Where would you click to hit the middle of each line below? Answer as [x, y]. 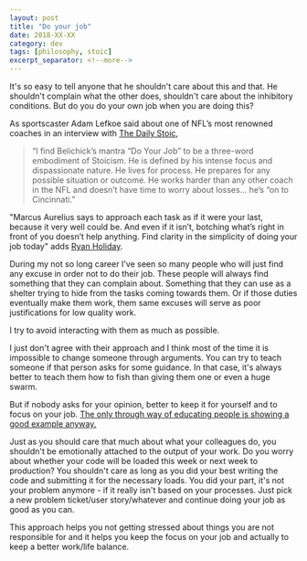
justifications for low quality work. [73, 312]
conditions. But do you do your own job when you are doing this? [132, 106]
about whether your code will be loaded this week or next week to [134, 461]
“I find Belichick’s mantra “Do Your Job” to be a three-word [143, 151]
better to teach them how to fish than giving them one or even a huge [140, 377]
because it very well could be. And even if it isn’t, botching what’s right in [147, 227]
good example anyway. [53, 424]
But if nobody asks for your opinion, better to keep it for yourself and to [143, 404]
